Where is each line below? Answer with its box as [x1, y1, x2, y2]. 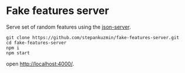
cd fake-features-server [6, 40, 67, 46]
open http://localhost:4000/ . [6, 60, 74, 67]
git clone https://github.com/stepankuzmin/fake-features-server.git [6, 34, 180, 40]
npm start [6, 50, 30, 56]
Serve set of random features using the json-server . [6, 23, 131, 30]
